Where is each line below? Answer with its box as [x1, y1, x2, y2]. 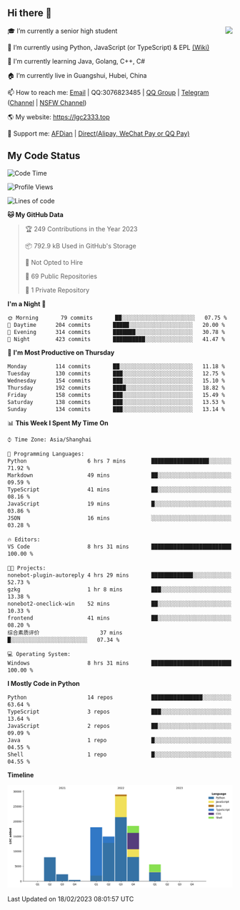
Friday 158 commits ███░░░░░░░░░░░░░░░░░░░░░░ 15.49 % [7, 391, 225, 398]
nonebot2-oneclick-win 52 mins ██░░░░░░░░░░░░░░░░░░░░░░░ [7, 600, 232, 607]
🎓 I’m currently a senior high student [7, 26, 118, 35]
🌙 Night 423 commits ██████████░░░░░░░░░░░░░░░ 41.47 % [7, 335, 225, 343]
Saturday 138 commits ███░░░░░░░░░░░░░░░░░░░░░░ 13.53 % [7, 398, 225, 405]
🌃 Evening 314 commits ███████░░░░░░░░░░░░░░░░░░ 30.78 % [7, 328, 225, 335]
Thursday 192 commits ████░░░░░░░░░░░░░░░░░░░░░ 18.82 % [7, 384, 225, 391]
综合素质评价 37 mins [7, 629, 123, 636]
